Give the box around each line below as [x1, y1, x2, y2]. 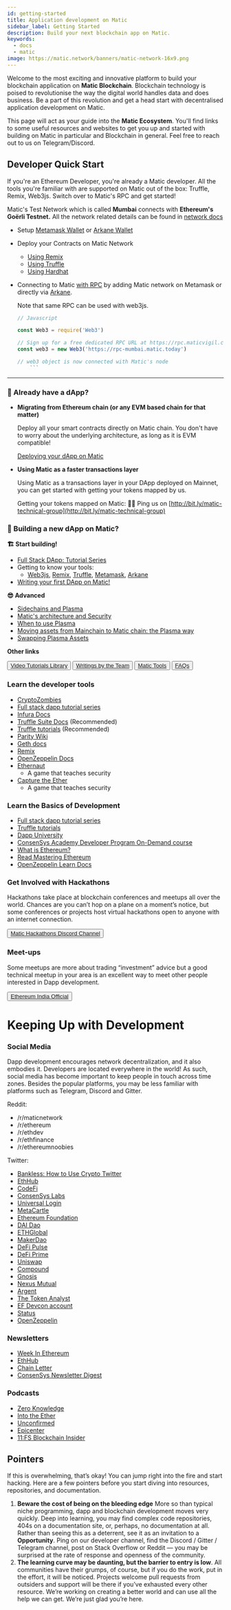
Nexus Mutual [16, 1279, 57, 1288]
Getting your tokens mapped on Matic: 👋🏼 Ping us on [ [16, 500, 171, 508]
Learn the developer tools [7, 680, 95, 689]
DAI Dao [16, 1221, 41, 1229]
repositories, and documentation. [7, 1486, 101, 1495]
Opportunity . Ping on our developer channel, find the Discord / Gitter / [16, 1536, 218, 1544]
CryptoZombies [16, 695, 62, 704]
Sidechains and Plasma [16, 605, 84, 613]
